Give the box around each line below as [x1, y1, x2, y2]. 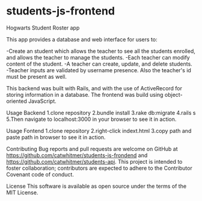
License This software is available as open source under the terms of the [6, 182, 187, 190]
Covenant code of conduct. [6, 170, 74, 178]
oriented [6, 97, 27, 105]
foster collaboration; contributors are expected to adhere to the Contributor [6, 164, 192, 172]
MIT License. [6, 188, 38, 196]
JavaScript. [28, 97, 57, 105]
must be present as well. [6, 73, 67, 80]
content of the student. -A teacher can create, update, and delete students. [6, 60, 192, 67]
